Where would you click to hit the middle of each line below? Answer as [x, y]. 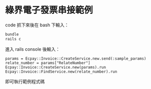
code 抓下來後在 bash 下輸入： [37, 25]
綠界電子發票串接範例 [49, 10]
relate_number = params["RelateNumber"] [48, 63]
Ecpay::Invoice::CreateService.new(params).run [56, 67]
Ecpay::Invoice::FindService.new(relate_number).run [61, 72]
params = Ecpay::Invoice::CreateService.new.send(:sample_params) [76, 58]
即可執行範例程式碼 [25, 81]
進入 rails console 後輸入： [33, 49]
